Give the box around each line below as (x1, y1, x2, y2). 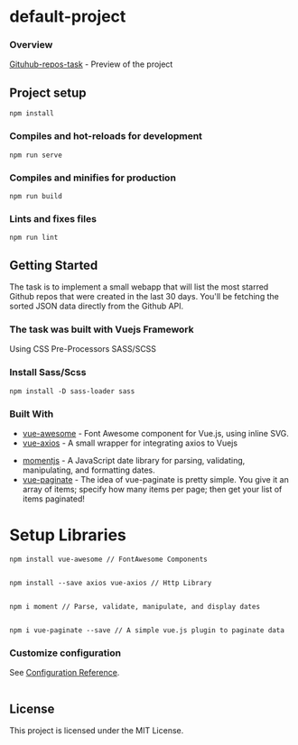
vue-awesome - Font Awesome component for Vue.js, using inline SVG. (22, 428, 289, 438)
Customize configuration (9, 647, 122, 659)
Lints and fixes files (9, 212, 98, 225)
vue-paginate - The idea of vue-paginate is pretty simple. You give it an (22, 474, 289, 484)
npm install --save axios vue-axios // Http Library (9, 578, 212, 587)
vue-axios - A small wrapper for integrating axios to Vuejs (22, 437, 237, 448)
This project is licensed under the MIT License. (9, 724, 184, 736)
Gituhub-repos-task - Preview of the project (9, 59, 173, 69)
